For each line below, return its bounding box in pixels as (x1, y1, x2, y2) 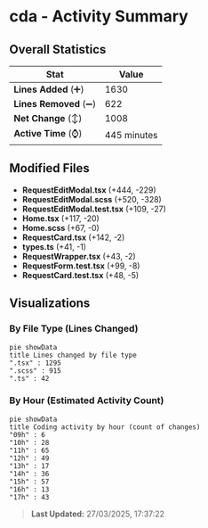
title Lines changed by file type (9, 351, 138, 359)
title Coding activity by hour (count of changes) (9, 422, 201, 432)
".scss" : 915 (9, 366, 62, 375)
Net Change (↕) (13, 112, 83, 124)
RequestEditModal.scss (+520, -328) (21, 194, 162, 204)
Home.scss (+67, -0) (21, 222, 100, 233)
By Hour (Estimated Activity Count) (9, 394, 164, 407)
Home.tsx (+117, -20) (21, 212, 100, 224)
